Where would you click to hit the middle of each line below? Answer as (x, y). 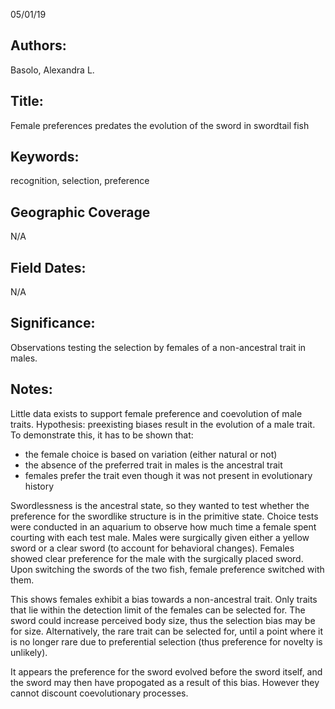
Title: (27, 101)
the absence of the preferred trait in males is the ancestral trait (153, 465)
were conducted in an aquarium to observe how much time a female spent (163, 526)
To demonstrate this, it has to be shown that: (102, 435)
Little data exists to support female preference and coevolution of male (156, 413)
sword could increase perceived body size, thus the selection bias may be (163, 620)
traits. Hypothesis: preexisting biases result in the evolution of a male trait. (163, 424)
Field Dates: (48, 267)
